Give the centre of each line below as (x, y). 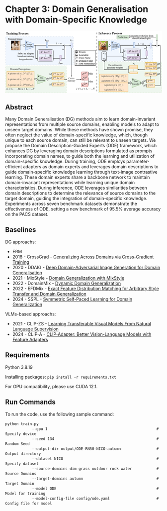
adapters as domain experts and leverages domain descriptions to (91, 167)
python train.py (22, 424)
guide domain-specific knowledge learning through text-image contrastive (82, 172)
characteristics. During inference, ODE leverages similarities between (76, 188)
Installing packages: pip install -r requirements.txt (61, 377)
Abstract (19, 107)
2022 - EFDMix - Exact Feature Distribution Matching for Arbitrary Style (85, 288)
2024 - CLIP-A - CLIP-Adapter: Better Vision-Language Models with (82, 334)
